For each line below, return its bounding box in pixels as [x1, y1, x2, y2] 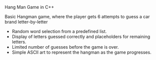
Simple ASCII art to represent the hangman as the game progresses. [11, 49, 152, 55]
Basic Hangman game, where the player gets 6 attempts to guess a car [4, 14, 150, 19]
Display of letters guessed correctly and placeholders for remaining [11, 34, 150, 39]
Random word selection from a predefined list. [11, 29, 107, 34]
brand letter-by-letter [4, 19, 48, 25]
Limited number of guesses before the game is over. [11, 44, 119, 50]
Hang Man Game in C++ [4, 4, 54, 10]
